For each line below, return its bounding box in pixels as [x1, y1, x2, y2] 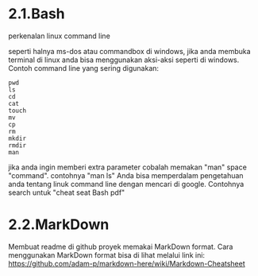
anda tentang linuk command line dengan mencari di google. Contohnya [8, 179, 245, 189]
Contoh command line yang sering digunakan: [8, 63, 160, 72]
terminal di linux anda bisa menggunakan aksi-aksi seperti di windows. [8, 55, 240, 64]
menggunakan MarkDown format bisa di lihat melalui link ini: [8, 250, 205, 259]
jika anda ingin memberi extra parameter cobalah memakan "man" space [8, 162, 248, 172]
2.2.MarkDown [8, 216, 110, 234]
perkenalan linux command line [8, 31, 111, 41]
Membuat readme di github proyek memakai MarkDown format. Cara [8, 242, 233, 251]
